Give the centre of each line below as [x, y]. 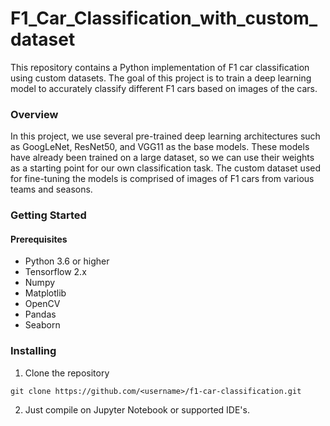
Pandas [40, 314]
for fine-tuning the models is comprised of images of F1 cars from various [162, 179]
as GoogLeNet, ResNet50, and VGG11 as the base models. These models [160, 147]
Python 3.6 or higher [67, 261]
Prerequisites [39, 239]
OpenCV [42, 304]
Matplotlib [45, 293]
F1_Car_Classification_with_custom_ [164, 18]
